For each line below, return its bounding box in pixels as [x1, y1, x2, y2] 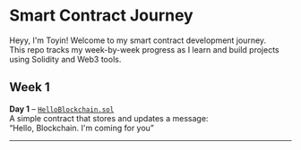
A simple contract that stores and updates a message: [9, 112, 209, 123]
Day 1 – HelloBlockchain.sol [9, 104, 115, 114]
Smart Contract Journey [9, 5, 194, 26]
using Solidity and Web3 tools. [9, 54, 122, 64]
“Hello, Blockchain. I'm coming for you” [9, 122, 154, 133]
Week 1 [9, 79, 50, 95]
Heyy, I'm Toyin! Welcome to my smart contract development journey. [9, 35, 267, 46]
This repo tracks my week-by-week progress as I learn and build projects [9, 44, 279, 54]
